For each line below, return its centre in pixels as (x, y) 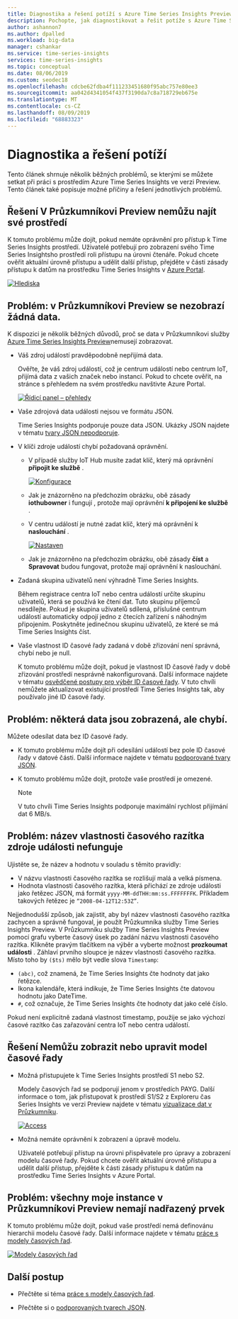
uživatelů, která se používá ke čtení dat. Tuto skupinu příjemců (109, 602)
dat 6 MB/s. (34, 814)
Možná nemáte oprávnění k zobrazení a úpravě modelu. (99, 1139)
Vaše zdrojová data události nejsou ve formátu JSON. (95, 411)
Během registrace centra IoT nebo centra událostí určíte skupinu (111, 594)
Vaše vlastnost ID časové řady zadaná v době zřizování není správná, (119, 645)
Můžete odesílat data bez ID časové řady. (68, 736)
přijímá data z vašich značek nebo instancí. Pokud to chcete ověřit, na (120, 377)
